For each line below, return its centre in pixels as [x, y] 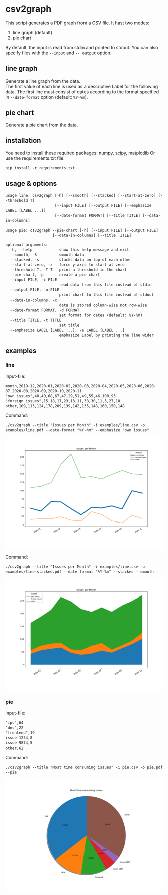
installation [23, 141]
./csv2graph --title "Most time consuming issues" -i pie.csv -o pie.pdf [84, 767]
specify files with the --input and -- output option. [58, 53]
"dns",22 [14, 728]
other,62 [14, 748]
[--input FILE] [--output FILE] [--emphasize [103, 206]
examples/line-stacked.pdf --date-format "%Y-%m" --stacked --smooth [80, 572]
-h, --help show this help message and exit [69, 250]
